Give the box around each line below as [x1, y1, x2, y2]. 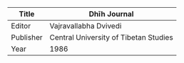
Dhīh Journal [88, 9, 134, 18]
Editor [11, 21, 31, 30]
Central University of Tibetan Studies [49, 33, 173, 42]
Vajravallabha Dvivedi [49, 21, 122, 30]
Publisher [11, 33, 43, 42]
